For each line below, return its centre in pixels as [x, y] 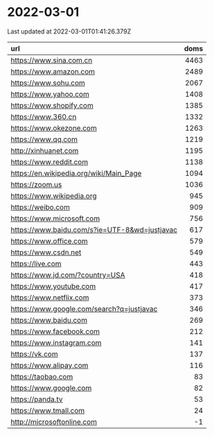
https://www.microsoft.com [55, 218]
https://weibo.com [41, 207]
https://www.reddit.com [50, 162]
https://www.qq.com [44, 139]
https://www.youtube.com [53, 286]
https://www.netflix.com [50, 298]
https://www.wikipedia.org [54, 195]
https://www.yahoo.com [50, 94]
